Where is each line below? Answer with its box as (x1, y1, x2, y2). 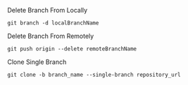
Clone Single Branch (7, 58, 67, 66)
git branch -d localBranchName (7, 20, 99, 27)
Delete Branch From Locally (7, 6, 88, 14)
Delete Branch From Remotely (7, 32, 94, 40)
